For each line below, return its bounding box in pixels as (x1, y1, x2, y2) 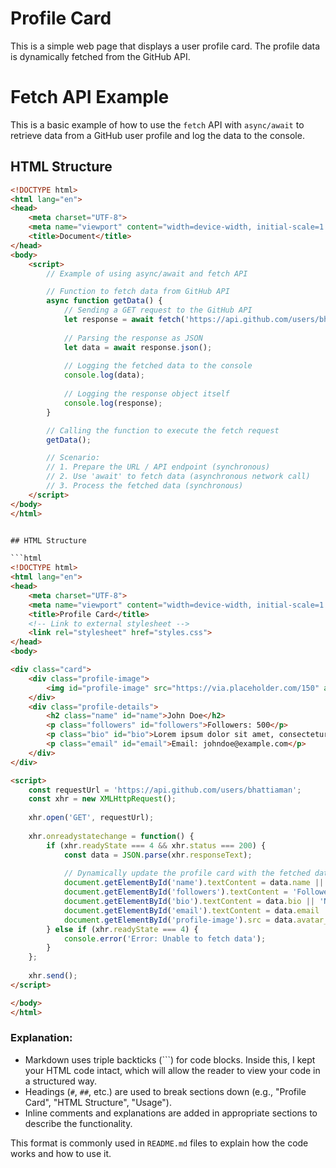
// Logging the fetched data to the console (63, 361, 253, 371)
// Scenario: (46, 453, 101, 463)
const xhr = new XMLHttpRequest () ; (28, 794, 177, 804)
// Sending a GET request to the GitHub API (63, 305, 253, 316)
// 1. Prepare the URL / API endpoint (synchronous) (46, 462, 271, 472)
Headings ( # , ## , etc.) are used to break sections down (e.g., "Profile (24, 1085, 307, 1097)
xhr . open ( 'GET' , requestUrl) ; (28, 813, 155, 823)
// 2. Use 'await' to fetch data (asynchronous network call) (46, 472, 311, 482)
